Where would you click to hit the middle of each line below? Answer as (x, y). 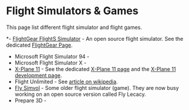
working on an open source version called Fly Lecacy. (80, 94)
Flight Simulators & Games (72, 11)
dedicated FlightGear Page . (39, 45)
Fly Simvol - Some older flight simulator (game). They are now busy (97, 88)
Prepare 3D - (30, 100)
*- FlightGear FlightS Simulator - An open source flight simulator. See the (95, 38)
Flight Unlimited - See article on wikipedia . (66, 82)
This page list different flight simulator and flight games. (74, 27)
